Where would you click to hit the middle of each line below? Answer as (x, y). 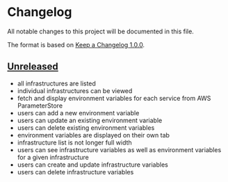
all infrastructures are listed (56, 83)
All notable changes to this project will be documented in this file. (101, 31)
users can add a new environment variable (78, 113)
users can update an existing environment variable (90, 120)
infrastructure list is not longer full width (74, 142)
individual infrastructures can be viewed (75, 90)
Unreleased (33, 67)
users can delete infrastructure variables (75, 172)
